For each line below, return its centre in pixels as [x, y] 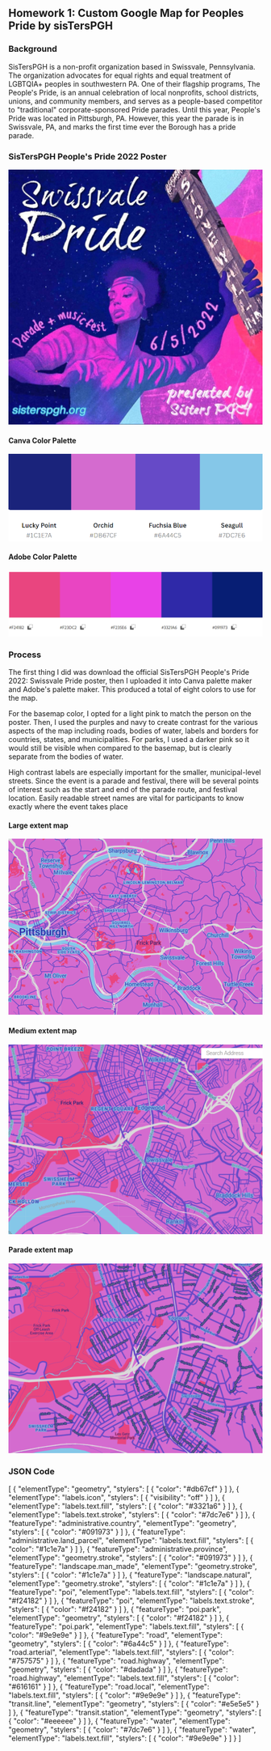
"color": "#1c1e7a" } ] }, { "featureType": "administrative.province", [118, 1550]
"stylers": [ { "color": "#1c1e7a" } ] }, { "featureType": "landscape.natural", [130, 1575]
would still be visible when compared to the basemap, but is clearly [120, 748]
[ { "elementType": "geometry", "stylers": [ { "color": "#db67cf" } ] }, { [124, 1489]
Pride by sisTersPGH [61, 26]
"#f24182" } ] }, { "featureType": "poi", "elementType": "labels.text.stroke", [131, 1600]
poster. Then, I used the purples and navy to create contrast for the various [133, 723]
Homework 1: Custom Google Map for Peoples [126, 13]
